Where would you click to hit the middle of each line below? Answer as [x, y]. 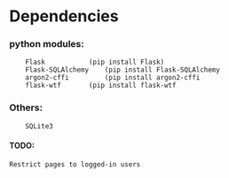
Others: [26, 108]
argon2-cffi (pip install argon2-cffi [113, 78]
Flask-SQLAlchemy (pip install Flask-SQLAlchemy [122, 70]
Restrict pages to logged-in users [75, 164]
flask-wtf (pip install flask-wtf [101, 86]
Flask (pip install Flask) [95, 62]
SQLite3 [39, 126]
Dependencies [64, 16]
